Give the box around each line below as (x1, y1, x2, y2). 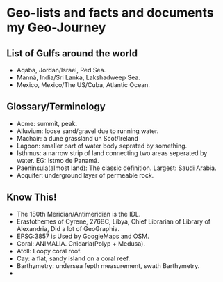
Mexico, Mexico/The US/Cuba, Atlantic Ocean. (16, 81, 151, 88)
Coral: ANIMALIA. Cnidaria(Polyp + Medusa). (16, 239, 145, 248)
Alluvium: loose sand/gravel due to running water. (16, 127, 159, 135)
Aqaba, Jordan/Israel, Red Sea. (16, 66, 106, 74)
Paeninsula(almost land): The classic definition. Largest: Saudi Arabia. (16, 164, 217, 172)
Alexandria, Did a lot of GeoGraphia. (16, 224, 120, 233)
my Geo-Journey (6, 19, 106, 36)
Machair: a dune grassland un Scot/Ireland (16, 134, 139, 142)
